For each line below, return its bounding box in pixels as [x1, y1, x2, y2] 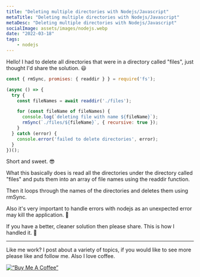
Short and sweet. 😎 [6, 158, 55, 165]
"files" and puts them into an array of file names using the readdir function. [6, 176, 190, 183]
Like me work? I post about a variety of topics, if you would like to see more [6, 246, 192, 253]
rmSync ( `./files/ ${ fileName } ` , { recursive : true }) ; [21, 119, 159, 125]
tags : [6, 36, 20, 42]
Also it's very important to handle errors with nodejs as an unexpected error [6, 205, 192, 212]
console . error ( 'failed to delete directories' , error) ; [17, 136, 159, 142]
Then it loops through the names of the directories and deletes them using [6, 187, 189, 194]
